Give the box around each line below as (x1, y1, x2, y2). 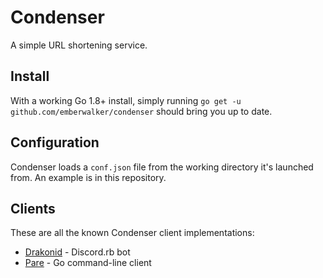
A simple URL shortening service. (10, 39, 148, 51)
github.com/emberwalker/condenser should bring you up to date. (10, 105, 273, 117)
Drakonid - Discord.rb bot (24, 246, 131, 258)
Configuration (10, 134, 100, 151)
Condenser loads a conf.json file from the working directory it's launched (10, 161, 314, 173)
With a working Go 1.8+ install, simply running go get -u (10, 94, 242, 106)
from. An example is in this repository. (10, 171, 167, 183)
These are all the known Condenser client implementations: (10, 227, 255, 239)
